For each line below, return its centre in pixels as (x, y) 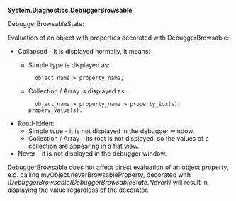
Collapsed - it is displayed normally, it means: (84, 51)
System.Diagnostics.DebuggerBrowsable (70, 10)
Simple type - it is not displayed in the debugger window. (111, 131)
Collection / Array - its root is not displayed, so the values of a (118, 138)
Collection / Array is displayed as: (77, 91)
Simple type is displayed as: (69, 65)
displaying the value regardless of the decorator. (78, 190)
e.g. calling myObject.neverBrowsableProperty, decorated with (99, 175)
